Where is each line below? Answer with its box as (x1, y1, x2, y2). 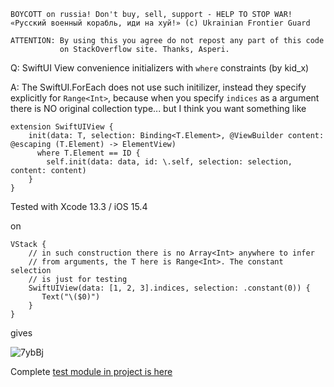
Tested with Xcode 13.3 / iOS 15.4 (10, 201, 148, 212)
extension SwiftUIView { (10, 122, 114, 132)
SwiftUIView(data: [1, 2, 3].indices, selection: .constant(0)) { (28, 283, 311, 293)
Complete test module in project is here (10, 366, 173, 377)
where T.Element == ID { (36, 148, 141, 158)
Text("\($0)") (41, 292, 101, 302)
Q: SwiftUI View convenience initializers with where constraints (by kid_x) (10, 62, 310, 74)
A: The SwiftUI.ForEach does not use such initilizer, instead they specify (10, 81, 307, 93)
